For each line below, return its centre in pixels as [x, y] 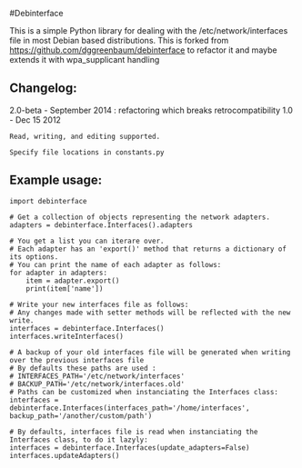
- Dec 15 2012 [35, 119]
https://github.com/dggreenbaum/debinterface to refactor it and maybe [143, 50]
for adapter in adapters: [58, 273]
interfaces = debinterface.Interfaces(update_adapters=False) [130, 448]
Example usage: [56, 180]
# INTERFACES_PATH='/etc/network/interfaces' [97, 376]
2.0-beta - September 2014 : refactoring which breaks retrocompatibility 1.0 [151, 110]
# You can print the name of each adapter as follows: [116, 264]
